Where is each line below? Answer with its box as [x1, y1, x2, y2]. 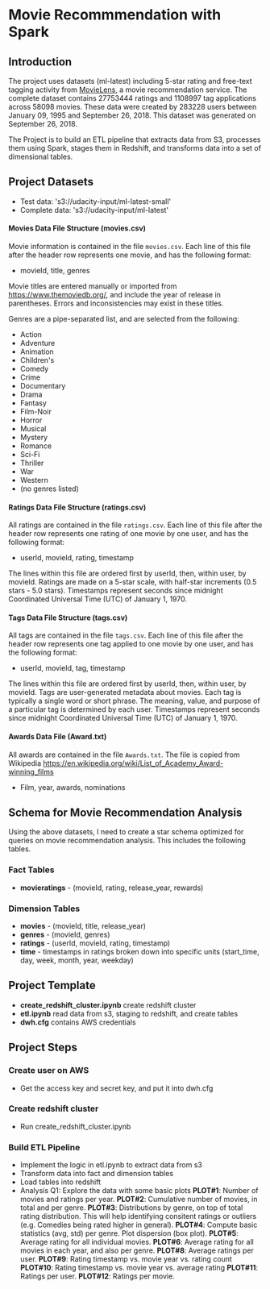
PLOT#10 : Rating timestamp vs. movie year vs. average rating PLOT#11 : [19, 1263, 259, 1273]
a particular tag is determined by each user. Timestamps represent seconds [8, 705, 260, 714]
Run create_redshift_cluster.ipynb [19, 1121, 131, 1131]
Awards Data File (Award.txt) [8, 732, 107, 742]
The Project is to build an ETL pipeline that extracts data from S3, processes [8, 135, 261, 144]
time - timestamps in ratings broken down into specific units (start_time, [19, 947, 260, 957]
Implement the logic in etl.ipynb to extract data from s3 [19, 1160, 203, 1170]
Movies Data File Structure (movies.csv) [8, 223, 147, 233]
